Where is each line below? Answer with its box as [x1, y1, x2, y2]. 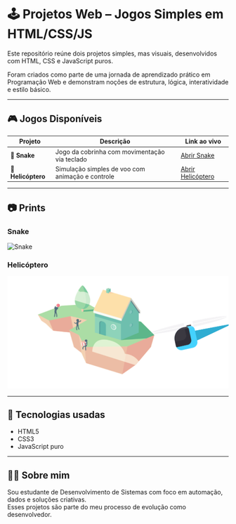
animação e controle [55, 172, 114, 181]
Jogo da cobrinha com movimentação [55, 148, 165, 156]
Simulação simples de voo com [55, 164, 145, 173]
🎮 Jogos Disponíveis [7, 113, 103, 125]
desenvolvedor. [7, 511, 52, 519]
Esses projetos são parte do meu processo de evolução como [7, 503, 187, 511]
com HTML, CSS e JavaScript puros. [7, 56, 114, 65]
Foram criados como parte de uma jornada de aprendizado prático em [7, 70, 211, 79]
